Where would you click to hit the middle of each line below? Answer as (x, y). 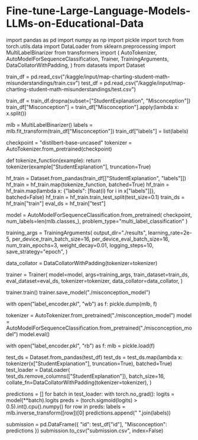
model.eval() (35, 334)
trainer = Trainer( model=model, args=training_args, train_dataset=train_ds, (98, 275)
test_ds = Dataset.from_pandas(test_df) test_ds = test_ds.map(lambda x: (94, 357)
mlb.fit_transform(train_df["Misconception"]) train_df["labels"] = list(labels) (97, 131)
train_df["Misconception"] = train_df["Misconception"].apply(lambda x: (92, 107)
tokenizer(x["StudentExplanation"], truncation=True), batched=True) (89, 364)
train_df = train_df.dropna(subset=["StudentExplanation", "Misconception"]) (98, 101)
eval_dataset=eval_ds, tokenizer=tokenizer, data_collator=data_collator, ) (95, 280)
